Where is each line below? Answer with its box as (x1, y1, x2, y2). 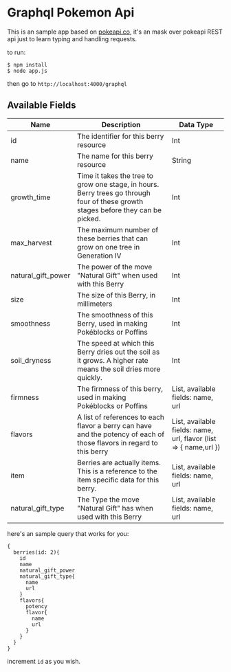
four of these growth (76, 197, 144, 206)
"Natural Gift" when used (76, 270, 158, 280)
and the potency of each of (76, 429, 165, 439)
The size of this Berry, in (76, 290, 156, 300)
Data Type (178, 120, 214, 129)
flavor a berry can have (76, 421, 153, 430)
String (171, 155, 192, 165)
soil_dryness (10, 355, 52, 365)
